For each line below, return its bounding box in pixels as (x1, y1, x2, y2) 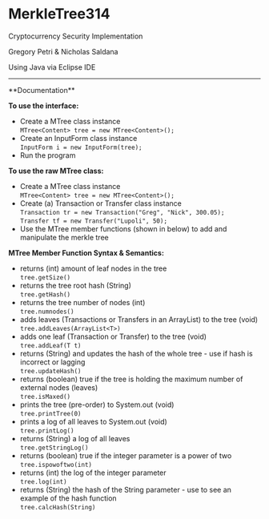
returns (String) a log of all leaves (19, 433, 130, 443)
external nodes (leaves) (19, 382, 98, 392)
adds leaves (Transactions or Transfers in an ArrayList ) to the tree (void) (19, 314, 259, 324)
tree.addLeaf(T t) (19, 341, 82, 349)
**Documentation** (8, 85, 75, 95)
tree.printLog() (19, 426, 74, 435)
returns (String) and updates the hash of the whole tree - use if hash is (19, 348, 254, 358)
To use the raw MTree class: (8, 166, 104, 175)
